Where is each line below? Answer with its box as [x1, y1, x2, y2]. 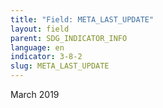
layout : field [10, 24, 70, 34]
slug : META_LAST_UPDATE [10, 61, 110, 71]
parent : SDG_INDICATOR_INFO [10, 33, 128, 43]
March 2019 [10, 89, 60, 100]
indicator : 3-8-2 [10, 52, 83, 62]
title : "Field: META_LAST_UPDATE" [10, 14, 155, 25]
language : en [10, 42, 65, 53]
